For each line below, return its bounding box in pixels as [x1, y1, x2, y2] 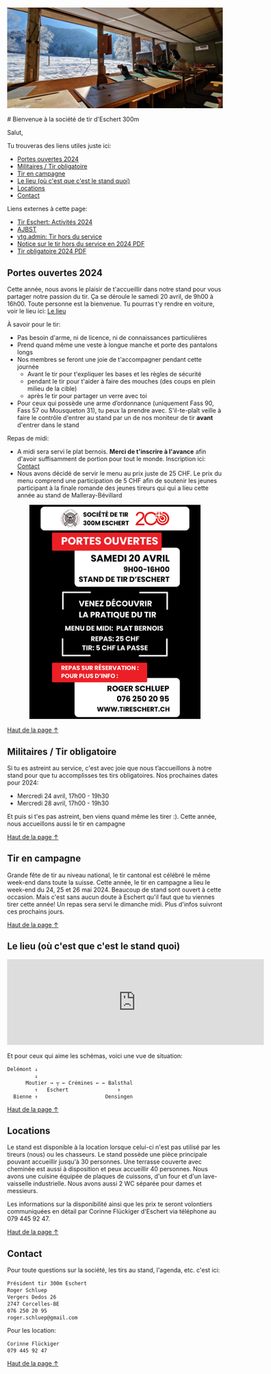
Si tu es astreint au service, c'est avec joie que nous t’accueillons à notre [7, 764, 212, 772]
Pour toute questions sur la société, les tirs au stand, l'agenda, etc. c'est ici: [7, 1266, 220, 1275]
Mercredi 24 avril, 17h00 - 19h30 [16, 792, 109, 800]
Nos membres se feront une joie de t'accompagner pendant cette [16, 356, 202, 364]
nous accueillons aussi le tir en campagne [7, 820, 125, 828]
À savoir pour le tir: [7, 320, 61, 329]
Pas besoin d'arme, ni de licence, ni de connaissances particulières [16, 334, 207, 342]
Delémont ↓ [7, 1066, 38, 1072]
